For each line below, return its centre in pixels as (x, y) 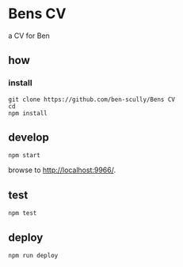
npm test (23, 213)
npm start (25, 156)
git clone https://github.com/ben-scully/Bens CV (92, 100)
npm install (28, 113)
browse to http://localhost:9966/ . (62, 170)
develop (29, 138)
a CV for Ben (29, 36)
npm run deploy (33, 256)
